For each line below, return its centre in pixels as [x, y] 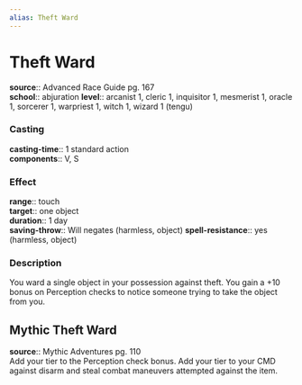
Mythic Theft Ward [63, 330]
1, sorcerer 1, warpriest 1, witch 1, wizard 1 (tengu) [101, 106]
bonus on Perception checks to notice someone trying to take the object [143, 292]
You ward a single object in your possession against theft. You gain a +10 [145, 282]
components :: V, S [44, 158]
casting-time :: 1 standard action [69, 148]
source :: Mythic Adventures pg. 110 [75, 352]
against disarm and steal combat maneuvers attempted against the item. [143, 371]
